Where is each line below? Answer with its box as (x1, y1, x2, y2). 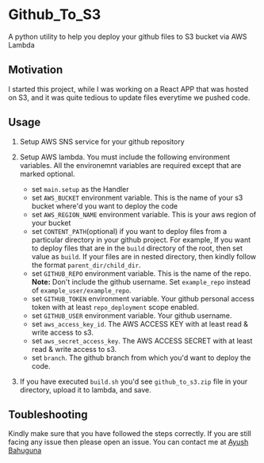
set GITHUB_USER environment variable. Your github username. (31, 311, 232, 320)
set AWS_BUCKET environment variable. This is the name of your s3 (31, 193, 243, 202)
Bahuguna (8, 446, 42, 455)
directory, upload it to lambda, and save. (19, 385, 152, 394)
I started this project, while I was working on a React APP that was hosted (8, 84, 249, 94)
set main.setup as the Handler (31, 184, 129, 193)
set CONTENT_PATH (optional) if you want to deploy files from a (31, 226, 228, 235)
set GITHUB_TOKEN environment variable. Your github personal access (31, 293, 255, 303)
